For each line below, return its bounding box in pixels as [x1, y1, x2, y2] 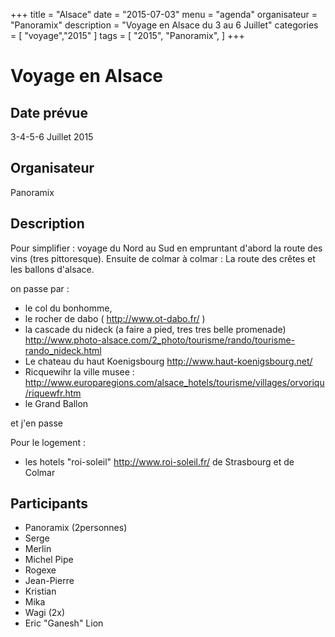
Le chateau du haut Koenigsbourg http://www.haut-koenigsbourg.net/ [24, 355, 313, 367]
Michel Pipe [24, 554, 74, 566]
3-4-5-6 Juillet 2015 [10, 131, 94, 143]
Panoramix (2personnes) [24, 522, 128, 534]
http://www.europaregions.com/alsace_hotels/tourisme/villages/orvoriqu [24, 376, 325, 388]
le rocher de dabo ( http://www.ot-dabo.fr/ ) [24, 312, 206, 324]
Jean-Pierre [24, 575, 75, 587]
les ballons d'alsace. [10, 263, 95, 275]
